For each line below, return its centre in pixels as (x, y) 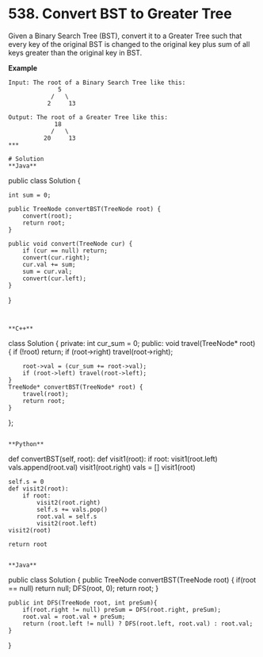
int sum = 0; (30, 195)
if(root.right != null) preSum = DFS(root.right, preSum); (122, 609)
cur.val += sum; (50, 264)
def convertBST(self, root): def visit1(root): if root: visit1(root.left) (113, 459)
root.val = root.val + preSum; (74, 617)
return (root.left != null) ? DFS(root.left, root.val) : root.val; (138, 624)
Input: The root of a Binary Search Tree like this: (97, 83)
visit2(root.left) (67, 523)
